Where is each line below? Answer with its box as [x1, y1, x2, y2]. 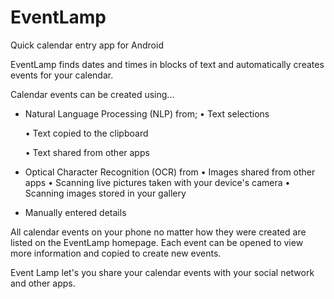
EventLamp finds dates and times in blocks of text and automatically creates [10, 58, 325, 70]
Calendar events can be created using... [10, 88, 175, 100]
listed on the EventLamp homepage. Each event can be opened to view [10, 236, 304, 248]
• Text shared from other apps [24, 146, 150, 158]
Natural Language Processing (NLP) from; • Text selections [24, 107, 270, 120]
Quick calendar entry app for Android [10, 39, 164, 51]
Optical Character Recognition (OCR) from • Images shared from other [24, 166, 316, 178]
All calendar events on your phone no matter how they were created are [10, 226, 307, 238]
